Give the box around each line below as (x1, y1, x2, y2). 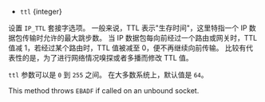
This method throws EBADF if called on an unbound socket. (8, 86, 200, 95)
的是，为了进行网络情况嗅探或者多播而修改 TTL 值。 (22, 53, 193, 62)
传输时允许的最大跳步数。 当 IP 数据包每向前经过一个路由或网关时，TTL (22, 33, 258, 42)
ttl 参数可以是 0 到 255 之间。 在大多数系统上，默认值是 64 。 (8, 70, 209, 79)
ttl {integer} (19, 7, 62, 16)
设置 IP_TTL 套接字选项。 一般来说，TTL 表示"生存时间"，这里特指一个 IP (8, 23, 247, 33)
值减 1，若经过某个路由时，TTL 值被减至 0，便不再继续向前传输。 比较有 (8, 43, 247, 53)
